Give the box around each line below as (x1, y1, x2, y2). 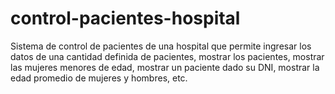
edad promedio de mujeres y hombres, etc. (10, 72, 188, 84)
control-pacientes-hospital (10, 7, 241, 30)
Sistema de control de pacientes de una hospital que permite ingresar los (10, 40, 312, 52)
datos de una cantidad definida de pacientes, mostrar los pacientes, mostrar (10, 50, 325, 62)
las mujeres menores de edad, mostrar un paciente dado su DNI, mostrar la (10, 61, 320, 73)
